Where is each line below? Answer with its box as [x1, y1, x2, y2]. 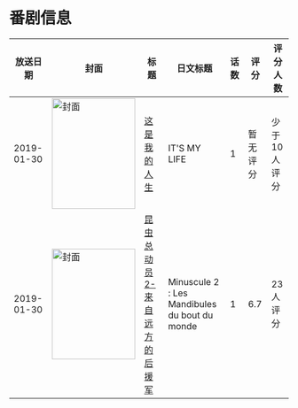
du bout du [168, 309, 214, 321]
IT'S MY [168, 142, 201, 154]
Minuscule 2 [168, 275, 220, 288]
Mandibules [168, 297, 217, 310]
